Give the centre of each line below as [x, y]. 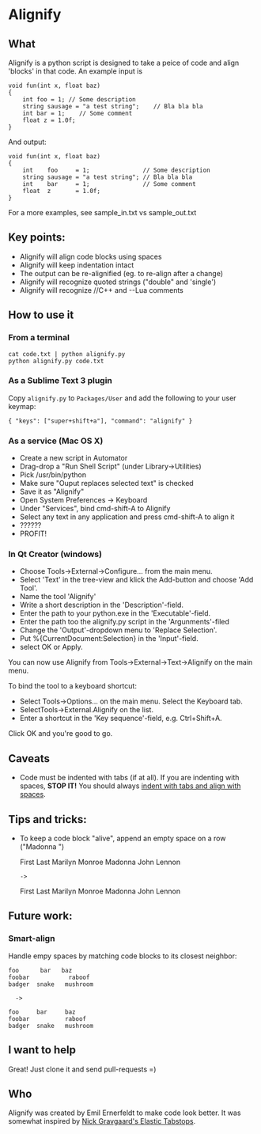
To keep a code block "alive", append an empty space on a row [123, 838]
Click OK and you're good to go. [61, 734]
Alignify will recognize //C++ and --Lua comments [101, 290]
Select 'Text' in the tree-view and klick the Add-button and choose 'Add [136, 580]
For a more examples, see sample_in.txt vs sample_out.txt [102, 212]
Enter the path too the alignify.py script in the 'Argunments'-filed [124, 622]
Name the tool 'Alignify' [58, 597]
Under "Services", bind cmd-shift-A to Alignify [95, 509]
